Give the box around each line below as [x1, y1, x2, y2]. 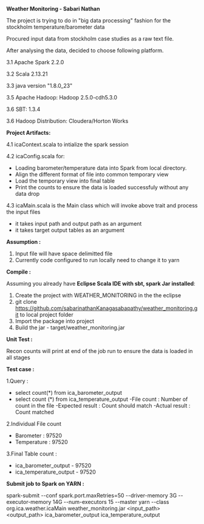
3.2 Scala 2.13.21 [6, 70, 48, 78]
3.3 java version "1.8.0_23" [6, 82, 73, 89]
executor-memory [6, 499, 52, 505]
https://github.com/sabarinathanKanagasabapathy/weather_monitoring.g [15, 304, 198, 312]
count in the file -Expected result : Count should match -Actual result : [15, 402, 191, 409]
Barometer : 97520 [15, 432, 63, 439]
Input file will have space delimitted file [15, 250, 113, 257]
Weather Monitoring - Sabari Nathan [6, 5, 100, 12]
